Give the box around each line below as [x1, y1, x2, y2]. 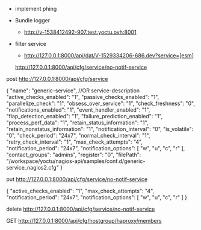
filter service [14, 40, 47, 47]
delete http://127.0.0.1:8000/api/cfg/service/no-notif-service [6, 205, 155, 212]
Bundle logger [14, 17, 50, 24]
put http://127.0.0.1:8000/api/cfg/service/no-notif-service [6, 176, 148, 183]
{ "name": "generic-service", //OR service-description [6, 87, 140, 94]
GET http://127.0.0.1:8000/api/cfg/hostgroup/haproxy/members [6, 217, 162, 224]
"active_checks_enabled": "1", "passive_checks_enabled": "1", [6, 94, 159, 100]
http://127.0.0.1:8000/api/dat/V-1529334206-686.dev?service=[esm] [23, 52, 194, 59]
